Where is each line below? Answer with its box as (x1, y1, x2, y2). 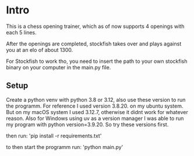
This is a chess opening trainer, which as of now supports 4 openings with (6, 23, 185, 30)
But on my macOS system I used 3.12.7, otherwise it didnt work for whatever (6, 108, 188, 115)
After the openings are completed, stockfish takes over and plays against (6, 40, 182, 47)
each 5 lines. (6, 29, 37, 36)
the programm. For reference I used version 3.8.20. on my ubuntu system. (6, 102, 184, 109)
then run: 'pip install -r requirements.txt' (6, 132, 102, 139)
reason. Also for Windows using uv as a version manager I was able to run (6, 115, 184, 122)
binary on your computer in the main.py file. (6, 63, 111, 70)
